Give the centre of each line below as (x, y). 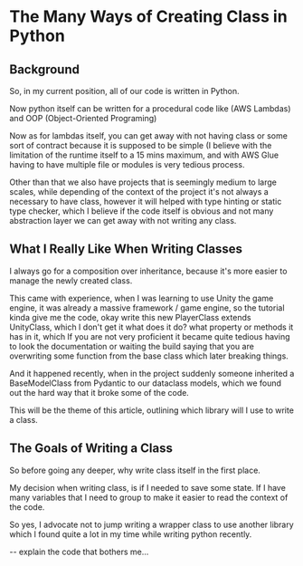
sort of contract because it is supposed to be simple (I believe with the (141, 145)
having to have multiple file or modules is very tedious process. (127, 164)
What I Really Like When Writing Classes (126, 249)
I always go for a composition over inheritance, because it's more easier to (148, 271)
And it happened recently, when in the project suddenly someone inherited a (152, 373)
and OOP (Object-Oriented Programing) (83, 118)
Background (44, 69)
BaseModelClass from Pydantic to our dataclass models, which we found (146, 383)
